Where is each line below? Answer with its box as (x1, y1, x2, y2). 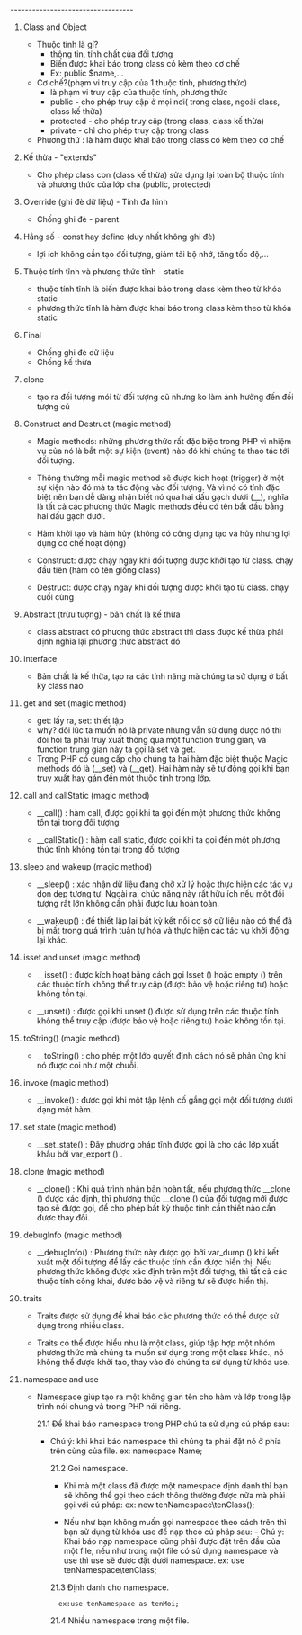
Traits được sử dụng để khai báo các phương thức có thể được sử (36, 1310, 280, 1321)
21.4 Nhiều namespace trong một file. (49, 1615, 190, 1626)
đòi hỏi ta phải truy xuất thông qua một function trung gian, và (36, 735, 267, 745)
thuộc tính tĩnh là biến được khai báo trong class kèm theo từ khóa (36, 283, 282, 294)
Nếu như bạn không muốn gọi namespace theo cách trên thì (63, 1517, 287, 1527)
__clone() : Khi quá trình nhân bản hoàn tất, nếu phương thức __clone (36, 1184, 291, 1194)
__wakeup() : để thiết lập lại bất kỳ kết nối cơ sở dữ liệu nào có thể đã (36, 916, 293, 925)
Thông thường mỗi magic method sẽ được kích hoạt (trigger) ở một (36, 472, 285, 483)
